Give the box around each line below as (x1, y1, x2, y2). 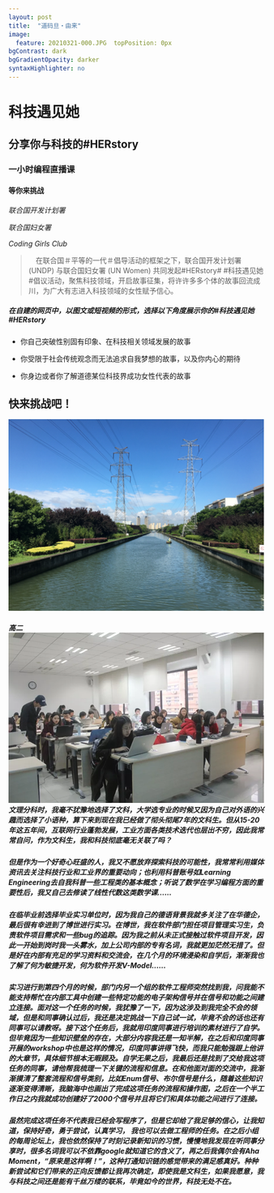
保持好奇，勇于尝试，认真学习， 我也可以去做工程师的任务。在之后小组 (22, 1126, 259, 1135)
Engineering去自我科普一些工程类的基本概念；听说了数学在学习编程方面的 (8, 878, 257, 887)
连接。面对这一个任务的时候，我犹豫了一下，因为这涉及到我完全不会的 (15, 1002, 250, 1013)
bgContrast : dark (8, 47, 67, 56)
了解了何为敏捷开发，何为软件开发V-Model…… (8, 960, 166, 970)
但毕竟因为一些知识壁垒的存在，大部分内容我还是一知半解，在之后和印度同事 (8, 1033, 264, 1043)
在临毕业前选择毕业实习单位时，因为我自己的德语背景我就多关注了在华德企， (8, 909, 264, 920)
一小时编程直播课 (8, 164, 75, 175)
